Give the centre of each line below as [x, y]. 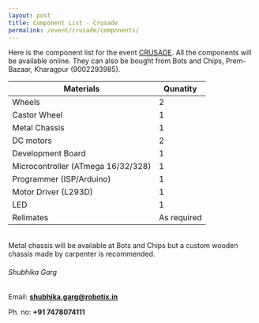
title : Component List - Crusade [63, 23]
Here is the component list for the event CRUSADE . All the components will [130, 53]
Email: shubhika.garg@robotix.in [63, 296]
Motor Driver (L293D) [53, 192]
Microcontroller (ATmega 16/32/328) [82, 167]
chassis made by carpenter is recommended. [82, 254]
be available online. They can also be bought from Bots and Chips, [116, 61]
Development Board [49, 153]
